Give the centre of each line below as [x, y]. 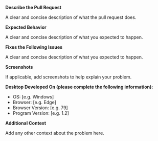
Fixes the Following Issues [34, 47]
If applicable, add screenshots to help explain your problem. [69, 77]
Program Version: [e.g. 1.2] [41, 113]
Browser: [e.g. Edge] [34, 102]
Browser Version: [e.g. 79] [40, 108]
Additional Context [26, 123]
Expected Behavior [26, 27]
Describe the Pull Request [33, 7]
